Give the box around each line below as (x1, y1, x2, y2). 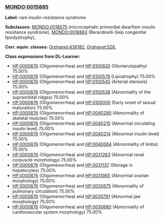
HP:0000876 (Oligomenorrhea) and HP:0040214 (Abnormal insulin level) (12, 131, 160, 137)
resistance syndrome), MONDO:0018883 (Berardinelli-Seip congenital (5, 29, 146, 35)
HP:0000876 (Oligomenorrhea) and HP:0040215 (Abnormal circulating (12, 120, 156, 126)
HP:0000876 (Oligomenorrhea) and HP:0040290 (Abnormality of (12, 110, 144, 116)
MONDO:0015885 (5, 3, 49, 10)
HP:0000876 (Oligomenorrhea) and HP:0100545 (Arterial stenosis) (12, 79, 148, 84)
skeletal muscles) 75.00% (12, 115, 65, 121)
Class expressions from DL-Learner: (5, 54, 81, 59)
